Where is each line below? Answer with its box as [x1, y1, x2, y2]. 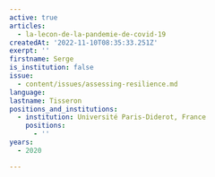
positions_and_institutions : [9, 105, 118, 114]
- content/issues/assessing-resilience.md [17, 80, 178, 88]
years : [9, 138, 34, 147]
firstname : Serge [9, 55, 74, 63]
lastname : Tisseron [9, 96, 82, 105]
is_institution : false [9, 63, 94, 72]
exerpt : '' [9, 46, 50, 55]
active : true [9, 13, 58, 22]
